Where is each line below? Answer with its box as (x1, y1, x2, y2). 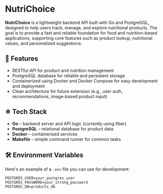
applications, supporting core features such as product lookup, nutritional (5, 35, 153, 41)
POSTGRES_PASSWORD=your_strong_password (5, 180, 89, 185)
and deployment (12, 83, 45, 89)
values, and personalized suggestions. (5, 40, 82, 46)
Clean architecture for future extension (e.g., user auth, (12, 88, 123, 94)
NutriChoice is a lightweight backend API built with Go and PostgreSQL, (5, 20, 150, 25)
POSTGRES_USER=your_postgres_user (5, 176, 75, 181)
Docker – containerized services (12, 131, 78, 137)
